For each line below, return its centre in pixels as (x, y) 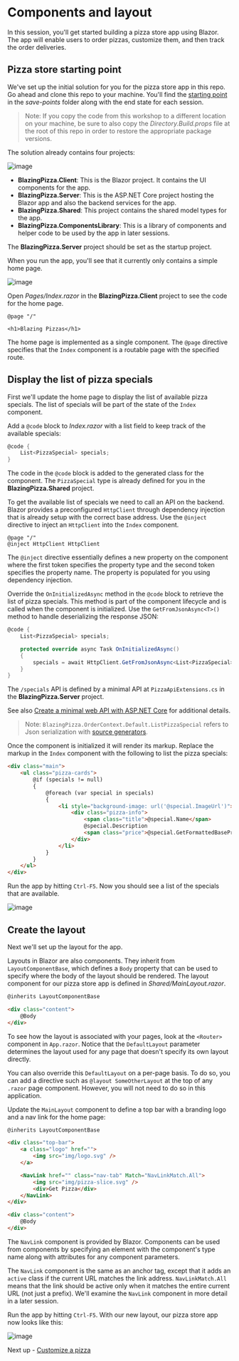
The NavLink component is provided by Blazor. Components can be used (114, 1241)
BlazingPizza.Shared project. (51, 488)
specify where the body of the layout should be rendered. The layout (108, 976)
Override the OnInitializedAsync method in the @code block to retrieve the (116, 594)
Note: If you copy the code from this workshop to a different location (125, 115)
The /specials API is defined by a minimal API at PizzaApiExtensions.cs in (116, 689)
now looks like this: (35, 1322)
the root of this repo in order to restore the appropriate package (118, 131)
